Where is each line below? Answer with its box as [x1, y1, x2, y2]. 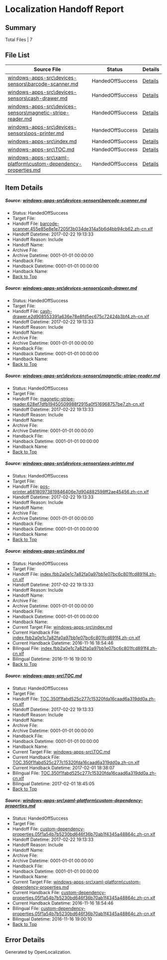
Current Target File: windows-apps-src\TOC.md [12, 749, 110, 755]
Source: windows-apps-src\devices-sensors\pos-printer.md [5, 460, 134, 466]
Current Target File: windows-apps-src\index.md [12, 624, 113, 630]
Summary [5, 23, 36, 32]
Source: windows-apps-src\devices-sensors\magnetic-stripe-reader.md [5, 373, 161, 379]
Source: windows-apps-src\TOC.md [5, 673, 82, 679]
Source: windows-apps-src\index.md [5, 548, 84, 554]
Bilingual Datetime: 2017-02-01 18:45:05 [12, 781, 95, 787]
